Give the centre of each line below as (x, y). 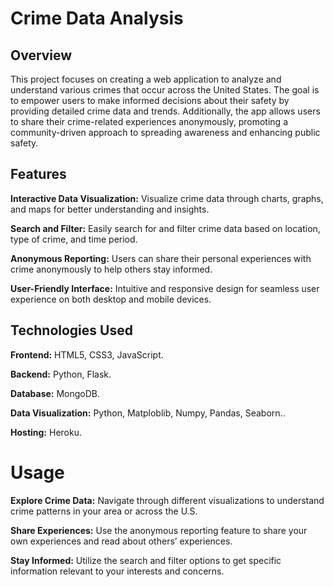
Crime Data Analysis (97, 18)
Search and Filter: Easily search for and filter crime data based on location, (165, 228)
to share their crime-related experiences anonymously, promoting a (149, 121)
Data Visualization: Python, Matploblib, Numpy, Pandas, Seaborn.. (148, 413)
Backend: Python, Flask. (61, 374)
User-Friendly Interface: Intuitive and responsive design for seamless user (165, 288)
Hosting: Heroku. (46, 432)
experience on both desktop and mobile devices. (111, 299)
